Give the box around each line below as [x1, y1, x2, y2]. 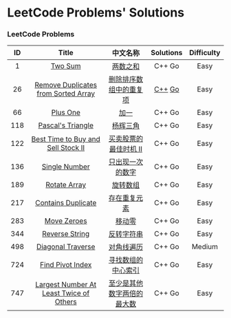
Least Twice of [42, 288, 90, 298]
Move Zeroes [44, 216, 87, 226]
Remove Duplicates [34, 81, 98, 90]
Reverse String [42, 229, 90, 239]
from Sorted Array [36, 89, 95, 98]
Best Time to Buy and [31, 134, 101, 144]
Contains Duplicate [35, 198, 97, 208]
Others [54, 297, 77, 307]
